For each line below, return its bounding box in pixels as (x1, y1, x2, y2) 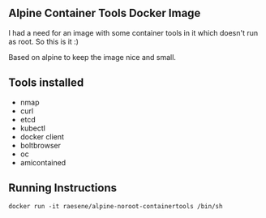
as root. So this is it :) (8, 36, 79, 46)
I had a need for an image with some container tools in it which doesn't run (8, 28, 259, 37)
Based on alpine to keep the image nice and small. (8, 52, 177, 62)
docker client (19, 131, 65, 141)
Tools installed (8, 76, 84, 90)
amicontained (19, 157, 66, 167)
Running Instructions (8, 182, 118, 195)
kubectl (19, 123, 46, 133)
